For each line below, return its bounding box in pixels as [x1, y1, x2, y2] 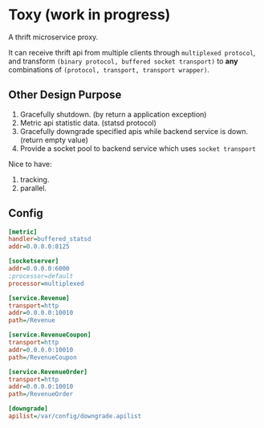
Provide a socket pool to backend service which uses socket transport [19, 143, 257, 153]
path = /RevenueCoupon [8, 353, 78, 361]
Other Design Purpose [8, 88, 122, 102]
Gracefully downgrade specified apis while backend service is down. [19, 126, 249, 136]
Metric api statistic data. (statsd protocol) [19, 118, 156, 128]
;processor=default [8, 271, 74, 280]
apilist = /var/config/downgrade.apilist [8, 412, 142, 421]
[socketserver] [8, 257, 59, 266]
